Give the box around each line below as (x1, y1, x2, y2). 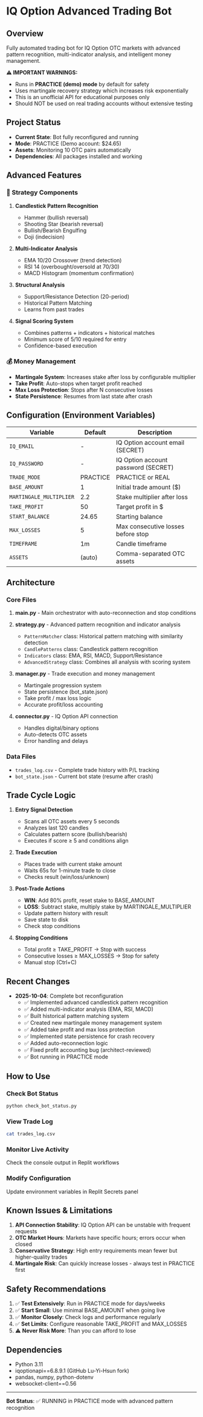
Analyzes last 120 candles (24, 824, 89, 832)
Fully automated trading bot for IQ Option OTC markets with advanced (6, 44, 181, 51)
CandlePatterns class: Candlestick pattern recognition (24, 646, 158, 653)
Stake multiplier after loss (115, 493, 188, 501)
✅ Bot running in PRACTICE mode (24, 1053, 109, 1060)
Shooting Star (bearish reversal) (24, 220, 104, 227)
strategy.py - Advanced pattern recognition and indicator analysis (14, 621, 181, 628)
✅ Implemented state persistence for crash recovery (24, 1033, 155, 1040)
